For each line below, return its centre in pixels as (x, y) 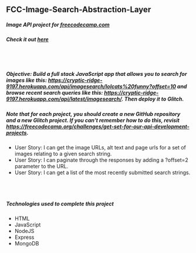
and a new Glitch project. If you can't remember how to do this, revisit (93, 120)
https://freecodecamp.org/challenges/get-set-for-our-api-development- (98, 126)
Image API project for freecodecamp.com (58, 24)
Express (24, 237)
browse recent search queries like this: (55, 93)
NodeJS (24, 231)
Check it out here (27, 39)
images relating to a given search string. (63, 154)
